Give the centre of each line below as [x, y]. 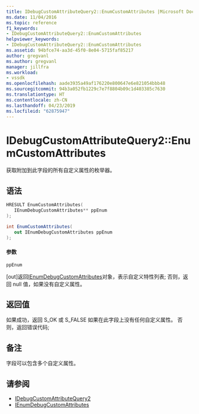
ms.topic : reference [32, 23]
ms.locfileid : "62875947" [38, 111]
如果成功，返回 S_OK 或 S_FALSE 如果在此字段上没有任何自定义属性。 [91, 320]
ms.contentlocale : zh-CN [37, 100]
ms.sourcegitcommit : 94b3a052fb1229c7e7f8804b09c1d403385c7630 [86, 89]
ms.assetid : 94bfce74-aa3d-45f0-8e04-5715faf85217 [70, 50]
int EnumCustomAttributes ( [39, 226]
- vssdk [16, 78]
